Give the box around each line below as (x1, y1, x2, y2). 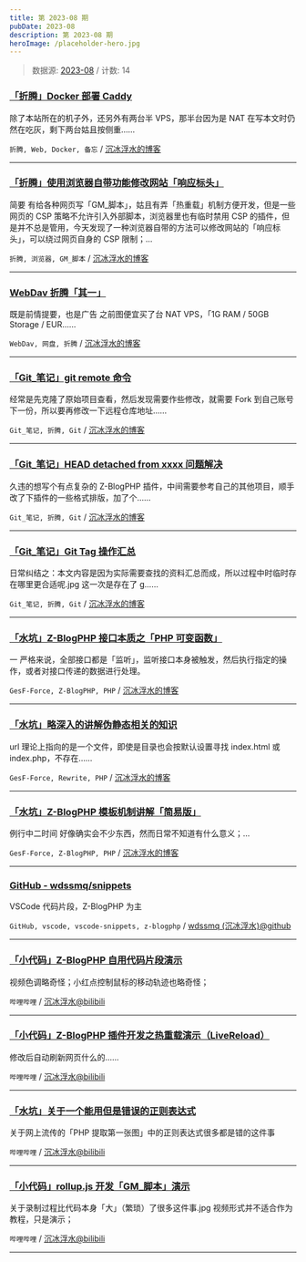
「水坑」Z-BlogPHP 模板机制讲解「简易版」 (9, 805, 202, 818)
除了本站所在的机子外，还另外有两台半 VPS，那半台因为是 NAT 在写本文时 (9, 112, 288, 123)
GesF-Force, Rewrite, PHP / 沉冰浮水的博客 (9, 771, 171, 782)
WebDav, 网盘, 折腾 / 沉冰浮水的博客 (9, 338, 141, 349)
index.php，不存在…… (9, 752, 93, 763)
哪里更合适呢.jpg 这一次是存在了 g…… (16, 579, 159, 590)
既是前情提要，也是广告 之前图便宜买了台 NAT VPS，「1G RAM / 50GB (9, 309, 270, 320)
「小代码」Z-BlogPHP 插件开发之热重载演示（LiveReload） (9, 1029, 270, 1042)
